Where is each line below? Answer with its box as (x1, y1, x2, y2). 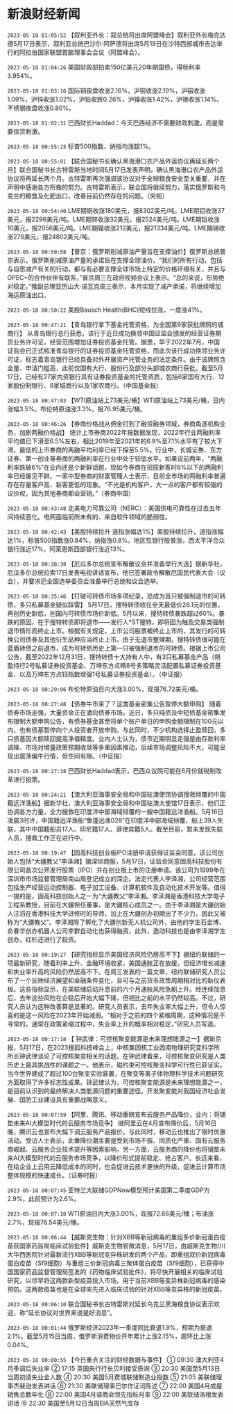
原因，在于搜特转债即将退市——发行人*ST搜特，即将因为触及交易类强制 (19, 617, 225, 626)
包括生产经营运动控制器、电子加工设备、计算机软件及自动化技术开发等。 (7, 883, 214, 891)
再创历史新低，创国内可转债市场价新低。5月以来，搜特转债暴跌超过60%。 (7, 609, 219, 617)
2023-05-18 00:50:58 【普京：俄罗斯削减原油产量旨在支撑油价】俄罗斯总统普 (7, 247, 226, 255)
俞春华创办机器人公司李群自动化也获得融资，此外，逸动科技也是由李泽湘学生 (7, 926, 226, 935)
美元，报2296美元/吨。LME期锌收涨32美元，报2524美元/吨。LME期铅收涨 (7, 215, 220, 223)
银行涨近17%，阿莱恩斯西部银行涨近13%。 (7, 544, 129, 553)
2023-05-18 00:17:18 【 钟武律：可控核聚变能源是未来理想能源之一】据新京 (7, 1034, 222, 1042)
